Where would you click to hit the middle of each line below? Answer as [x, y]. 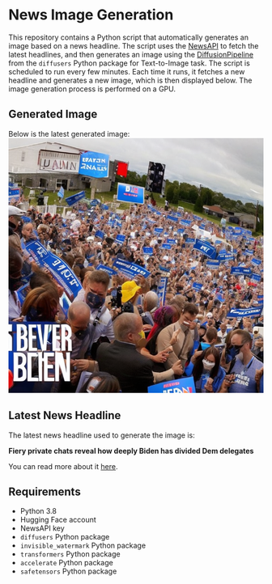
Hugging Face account [58, 520]
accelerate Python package [66, 563]
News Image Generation [91, 15]
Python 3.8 [38, 511]
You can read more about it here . [63, 466]
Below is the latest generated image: [69, 133]
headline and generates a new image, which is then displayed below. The [130, 80]
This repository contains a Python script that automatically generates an [129, 37]
